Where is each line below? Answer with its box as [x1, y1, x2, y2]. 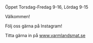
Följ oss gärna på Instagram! [5, 23, 63, 29]
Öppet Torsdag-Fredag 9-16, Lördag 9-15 [5, 4, 89, 10]
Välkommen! [5, 14, 30, 19]
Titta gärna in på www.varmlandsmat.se [5, 33, 86, 38]
